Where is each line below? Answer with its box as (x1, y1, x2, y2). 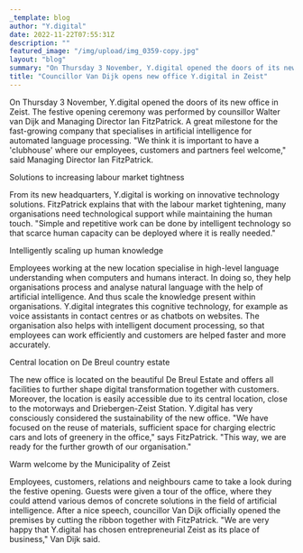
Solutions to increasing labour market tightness (9, 171, 185, 182)
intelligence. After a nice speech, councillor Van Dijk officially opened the (9, 504, 281, 515)
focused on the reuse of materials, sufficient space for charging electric (9, 421, 277, 433)
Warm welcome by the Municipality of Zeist (9, 458, 171, 469)
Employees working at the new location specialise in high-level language (9, 263, 280, 273)
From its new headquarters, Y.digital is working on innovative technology (9, 189, 280, 199)
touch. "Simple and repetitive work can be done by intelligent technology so (9, 217, 291, 228)
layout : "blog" (9, 55, 67, 64)
